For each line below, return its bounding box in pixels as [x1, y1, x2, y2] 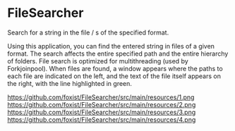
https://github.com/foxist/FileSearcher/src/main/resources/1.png [7, 93, 195, 101]
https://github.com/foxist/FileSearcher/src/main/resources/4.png [7, 115, 196, 124]
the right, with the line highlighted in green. [7, 79, 133, 87]
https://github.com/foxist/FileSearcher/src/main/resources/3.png [7, 108, 196, 116]
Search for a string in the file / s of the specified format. [7, 28, 169, 37]
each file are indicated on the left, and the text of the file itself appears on [7, 72, 221, 80]
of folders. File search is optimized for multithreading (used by [7, 56, 188, 65]
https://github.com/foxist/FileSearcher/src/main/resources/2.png [7, 100, 196, 108]
